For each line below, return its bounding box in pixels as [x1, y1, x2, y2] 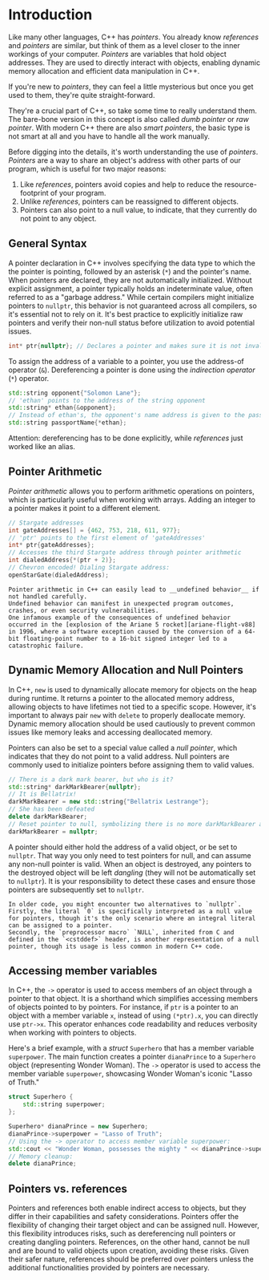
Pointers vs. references [8, 1181, 128, 1196]
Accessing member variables [8, 964, 158, 978]
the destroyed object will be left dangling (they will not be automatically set [8, 868, 256, 877]
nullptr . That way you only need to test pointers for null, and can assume [8, 850, 251, 860]
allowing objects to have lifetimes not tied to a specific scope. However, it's [8, 702, 256, 711]
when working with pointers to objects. [8, 1028, 137, 1038]
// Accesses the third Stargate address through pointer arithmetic [8, 549, 242, 557]
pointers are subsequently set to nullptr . [8, 885, 144, 894]
